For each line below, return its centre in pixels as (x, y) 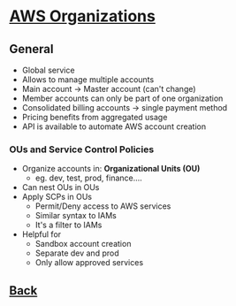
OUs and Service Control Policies (82, 149)
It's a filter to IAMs (69, 225)
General (32, 49)
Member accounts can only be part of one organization (122, 98)
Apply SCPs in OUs (57, 197)
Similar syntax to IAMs (76, 216)
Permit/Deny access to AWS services (103, 206)
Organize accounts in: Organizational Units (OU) (111, 169)
